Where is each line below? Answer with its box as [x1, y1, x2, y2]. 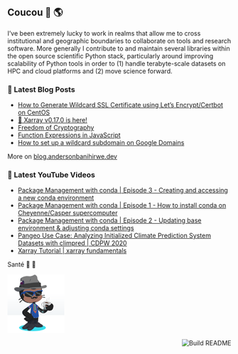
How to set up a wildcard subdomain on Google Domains [17, 139, 185, 147]
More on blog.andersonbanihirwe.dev [7, 152, 117, 161]
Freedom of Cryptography [17, 124, 94, 132]
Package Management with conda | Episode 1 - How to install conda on [17, 201, 227, 210]
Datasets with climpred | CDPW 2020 [17, 239, 127, 247]
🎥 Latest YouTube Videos [7, 170, 96, 180]
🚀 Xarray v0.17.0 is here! [17, 116, 87, 124]
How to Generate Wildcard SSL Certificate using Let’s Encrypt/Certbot [17, 101, 224, 109]
